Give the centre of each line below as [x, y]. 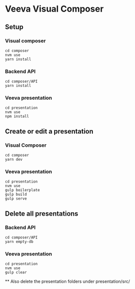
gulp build [16, 195]
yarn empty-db [19, 242]
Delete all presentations [42, 213]
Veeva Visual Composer [54, 9]
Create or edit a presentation [49, 131]
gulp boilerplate [22, 190]
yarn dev [14, 160]
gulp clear [16, 272]
